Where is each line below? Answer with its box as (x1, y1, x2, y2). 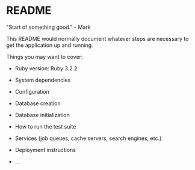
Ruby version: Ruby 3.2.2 (14, 64, 78, 72)
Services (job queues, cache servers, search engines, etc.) (14, 135, 162, 142)
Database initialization (14, 111, 70, 118)
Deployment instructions (14, 146, 76, 153)
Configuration (14, 88, 49, 95)
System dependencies (14, 76, 71, 83)
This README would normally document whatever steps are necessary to (6, 35, 189, 42)
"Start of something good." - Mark (6, 23, 91, 31)
